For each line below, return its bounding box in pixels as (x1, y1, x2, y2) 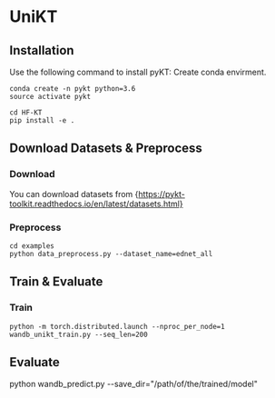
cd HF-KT (9, 108, 43, 117)
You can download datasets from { (9, 188, 139, 199)
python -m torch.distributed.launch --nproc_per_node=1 (9, 322, 225, 331)
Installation (9, 43, 74, 58)
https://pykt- (138, 188, 186, 199)
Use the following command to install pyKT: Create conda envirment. (9, 66, 267, 77)
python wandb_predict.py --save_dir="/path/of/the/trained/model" (9, 379, 259, 390)
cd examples (9, 241, 54, 251)
